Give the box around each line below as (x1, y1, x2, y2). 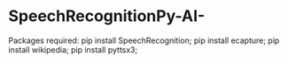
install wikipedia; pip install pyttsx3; (8, 44, 138, 54)
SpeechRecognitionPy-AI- (8, 6, 206, 26)
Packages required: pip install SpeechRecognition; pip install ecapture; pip (8, 35, 280, 46)
